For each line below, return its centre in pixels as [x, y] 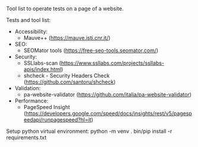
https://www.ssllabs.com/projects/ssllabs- [113, 63]
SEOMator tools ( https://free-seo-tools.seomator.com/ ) [91, 50]
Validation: [28, 88]
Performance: [31, 101]
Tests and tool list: [28, 20]
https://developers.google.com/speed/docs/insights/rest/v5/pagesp [109, 113]
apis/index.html [42, 69]
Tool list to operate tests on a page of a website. [65, 9]
